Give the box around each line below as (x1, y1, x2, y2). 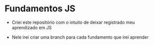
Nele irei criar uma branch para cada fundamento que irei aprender (11, 34, 149, 40)
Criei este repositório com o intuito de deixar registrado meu (11, 19, 135, 25)
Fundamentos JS (4, 3, 76, 14)
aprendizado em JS (11, 24, 52, 30)
